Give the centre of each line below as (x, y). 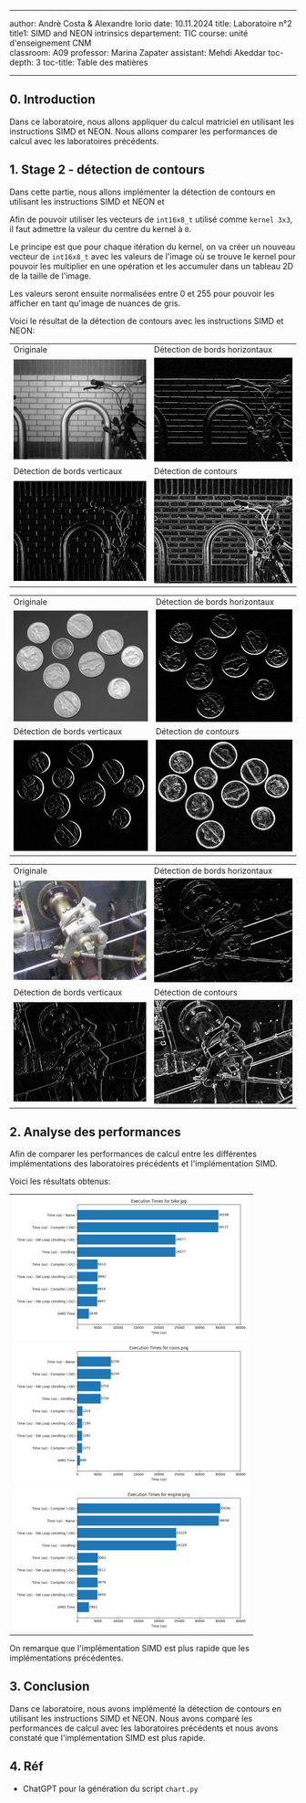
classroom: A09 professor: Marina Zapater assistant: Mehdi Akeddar (138, 53)
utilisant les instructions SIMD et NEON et (87, 201)
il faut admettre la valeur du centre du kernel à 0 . (100, 228)
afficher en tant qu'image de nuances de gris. (95, 303)
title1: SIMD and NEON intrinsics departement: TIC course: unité (129, 33)
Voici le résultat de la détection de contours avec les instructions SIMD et (147, 321)
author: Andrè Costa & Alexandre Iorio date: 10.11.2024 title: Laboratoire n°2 (151, 23)
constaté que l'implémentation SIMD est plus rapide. (108, 1737)
